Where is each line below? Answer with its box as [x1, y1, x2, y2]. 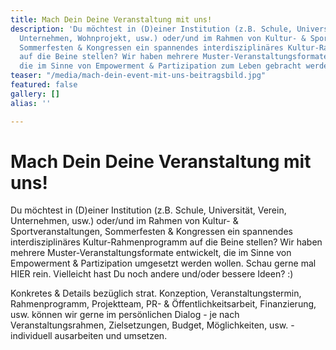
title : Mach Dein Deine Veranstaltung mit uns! [10, 14, 213, 25]
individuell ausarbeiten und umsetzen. [10, 330, 168, 342]
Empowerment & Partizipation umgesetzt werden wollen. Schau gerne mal [10, 257, 317, 270]
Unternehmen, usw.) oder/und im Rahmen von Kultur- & [10, 215, 239, 227]
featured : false [10, 80, 78, 90]
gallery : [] [10, 89, 60, 99]
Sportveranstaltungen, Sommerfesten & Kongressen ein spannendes [10, 226, 293, 238]
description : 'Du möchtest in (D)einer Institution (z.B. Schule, [10, 24, 293, 34]
